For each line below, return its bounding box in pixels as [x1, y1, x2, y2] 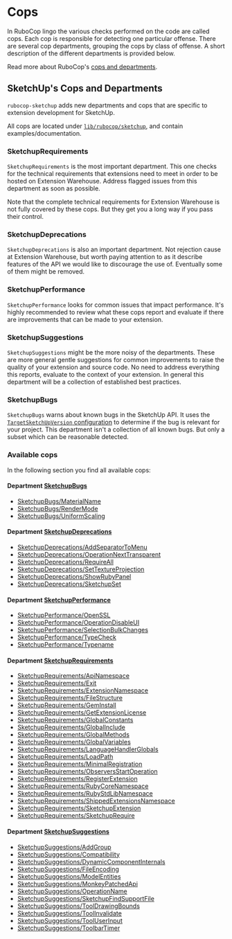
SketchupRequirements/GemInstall [17, 701, 116, 710]
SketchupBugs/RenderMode [17, 504, 98, 512]
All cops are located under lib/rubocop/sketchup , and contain [7, 122, 184, 130]
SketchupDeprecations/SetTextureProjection [17, 565, 145, 573]
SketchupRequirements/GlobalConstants [17, 716, 134, 724]
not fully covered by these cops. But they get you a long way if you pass [7, 205, 213, 213]
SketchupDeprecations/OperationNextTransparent [17, 550, 161, 558]
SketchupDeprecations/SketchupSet [17, 580, 121, 588]
